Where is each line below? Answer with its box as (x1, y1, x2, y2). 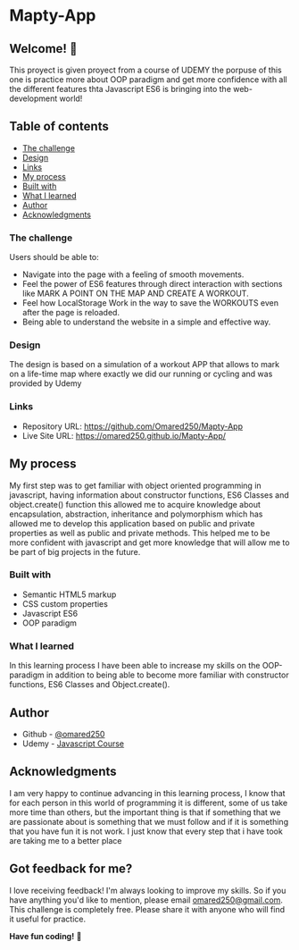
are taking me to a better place (9, 835, 122, 845)
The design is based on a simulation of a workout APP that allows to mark (9, 359, 279, 370)
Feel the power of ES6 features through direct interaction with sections (21, 279, 283, 290)
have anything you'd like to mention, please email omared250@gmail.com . (9, 895, 284, 905)
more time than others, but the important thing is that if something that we (9, 806, 281, 818)
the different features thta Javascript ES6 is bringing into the (9, 84, 232, 94)
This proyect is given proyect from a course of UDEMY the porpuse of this (9, 64, 283, 75)
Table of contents (9, 119, 109, 134)
